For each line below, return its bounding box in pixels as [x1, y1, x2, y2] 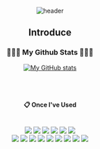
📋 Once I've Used [23, 101, 77, 109]
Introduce [28, 26, 72, 38]
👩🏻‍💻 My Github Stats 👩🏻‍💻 [6, 47, 94, 57]
